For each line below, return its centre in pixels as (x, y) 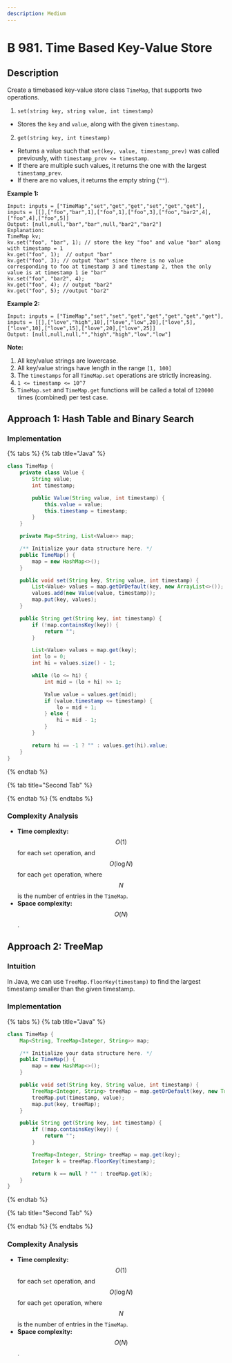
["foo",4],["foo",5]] (38, 218)
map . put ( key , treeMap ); (66, 1104)
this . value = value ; (74, 504)
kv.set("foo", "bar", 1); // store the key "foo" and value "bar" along (114, 242)
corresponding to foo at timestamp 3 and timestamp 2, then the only (109, 267)
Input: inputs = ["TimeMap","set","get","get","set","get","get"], (106, 206)
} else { (57, 714)
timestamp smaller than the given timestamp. (71, 989)
